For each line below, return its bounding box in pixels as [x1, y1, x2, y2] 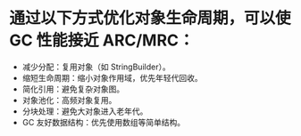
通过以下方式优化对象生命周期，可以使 [9, 8, 292, 28]
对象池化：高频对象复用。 [21, 94, 117, 105]
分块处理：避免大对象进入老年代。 [21, 106, 148, 116]
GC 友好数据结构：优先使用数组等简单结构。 [21, 116, 186, 127]
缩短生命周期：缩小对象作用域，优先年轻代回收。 [21, 72, 203, 83]
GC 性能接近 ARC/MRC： [9, 30, 195, 51]
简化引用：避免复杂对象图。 [21, 84, 125, 94]
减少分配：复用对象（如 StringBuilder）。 [21, 61, 171, 72]
